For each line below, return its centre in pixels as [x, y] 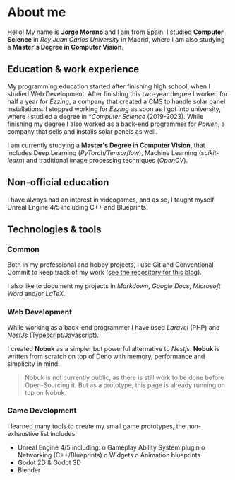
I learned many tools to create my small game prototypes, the [96, 426]
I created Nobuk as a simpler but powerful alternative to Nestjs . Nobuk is [114, 348]
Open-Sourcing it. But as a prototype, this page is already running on [125, 385]
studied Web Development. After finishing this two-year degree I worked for [117, 93]
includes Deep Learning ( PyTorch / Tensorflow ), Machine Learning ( [104, 152]
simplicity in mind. [34, 364]
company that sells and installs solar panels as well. [82, 131]
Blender [29, 470]
